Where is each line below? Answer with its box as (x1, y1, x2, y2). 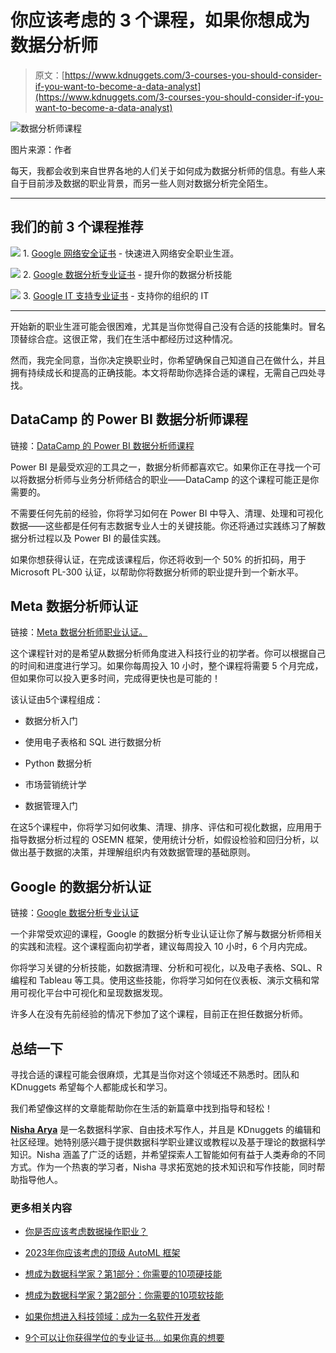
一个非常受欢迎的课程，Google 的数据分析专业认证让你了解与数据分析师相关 (10, 928, 323, 940)
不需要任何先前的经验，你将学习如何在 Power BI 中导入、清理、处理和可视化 (10, 507, 324, 519)
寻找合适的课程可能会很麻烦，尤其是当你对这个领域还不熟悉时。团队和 (10, 1069, 300, 1080)
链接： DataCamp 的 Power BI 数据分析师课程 (10, 439, 195, 451)
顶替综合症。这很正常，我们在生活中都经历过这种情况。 (10, 332, 238, 345)
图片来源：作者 (10, 143, 72, 155)
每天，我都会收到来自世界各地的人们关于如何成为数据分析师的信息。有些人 (10, 164, 317, 176)
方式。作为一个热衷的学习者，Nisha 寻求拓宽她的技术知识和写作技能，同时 (10, 1161, 317, 1173)
